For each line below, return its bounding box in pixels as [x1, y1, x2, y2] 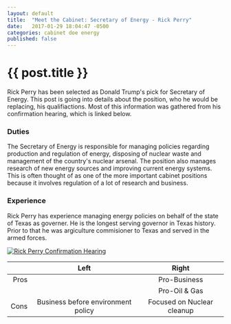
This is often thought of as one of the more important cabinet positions [7, 172, 208, 180]
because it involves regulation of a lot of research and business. [7, 179, 188, 187]
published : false [7, 36, 57, 43]
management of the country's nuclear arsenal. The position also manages [7, 157, 217, 165]
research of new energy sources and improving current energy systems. [7, 164, 212, 172]
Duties [7, 126, 30, 136]
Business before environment [36, 297, 132, 306]
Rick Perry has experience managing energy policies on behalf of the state [7, 211, 219, 220]
